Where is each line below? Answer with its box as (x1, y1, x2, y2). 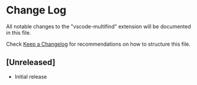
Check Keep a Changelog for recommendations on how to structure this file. (6, 40, 191, 47)
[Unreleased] (6, 57, 56, 67)
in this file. (6, 29, 31, 36)
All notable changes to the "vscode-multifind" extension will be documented (6, 23, 191, 30)
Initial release (14, 73, 47, 80)
